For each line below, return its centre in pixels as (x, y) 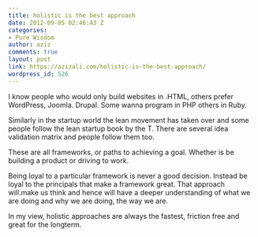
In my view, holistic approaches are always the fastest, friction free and (124, 216)
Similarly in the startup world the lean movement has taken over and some (129, 120)
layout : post (30, 60)
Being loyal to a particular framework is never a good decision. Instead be (128, 176)
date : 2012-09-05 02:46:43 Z (56, 23)
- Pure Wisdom (32, 37)
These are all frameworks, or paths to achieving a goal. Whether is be (121, 152)
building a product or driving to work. (69, 160)
